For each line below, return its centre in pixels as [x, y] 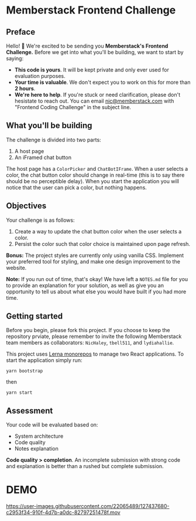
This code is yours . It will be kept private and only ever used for [92, 70]
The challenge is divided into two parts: [54, 140]
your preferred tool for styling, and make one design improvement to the [93, 261]
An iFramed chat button [43, 157]
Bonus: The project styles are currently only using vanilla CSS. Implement [95, 255]
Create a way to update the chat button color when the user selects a [98, 231]
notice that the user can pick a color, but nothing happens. [77, 187]
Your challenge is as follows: [40, 220]
